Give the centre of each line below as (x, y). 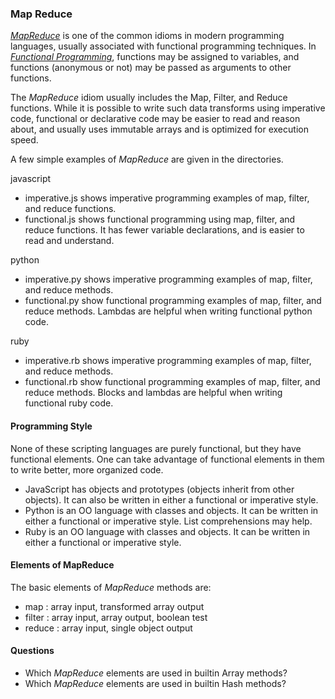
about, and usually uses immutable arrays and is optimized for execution (159, 129)
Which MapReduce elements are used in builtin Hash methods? (155, 683)
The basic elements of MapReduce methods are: (111, 587)
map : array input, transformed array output (114, 606)
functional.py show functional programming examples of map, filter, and (173, 301)
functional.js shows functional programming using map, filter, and (160, 219)
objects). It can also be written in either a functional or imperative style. (171, 499)
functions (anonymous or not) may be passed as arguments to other (151, 68)
